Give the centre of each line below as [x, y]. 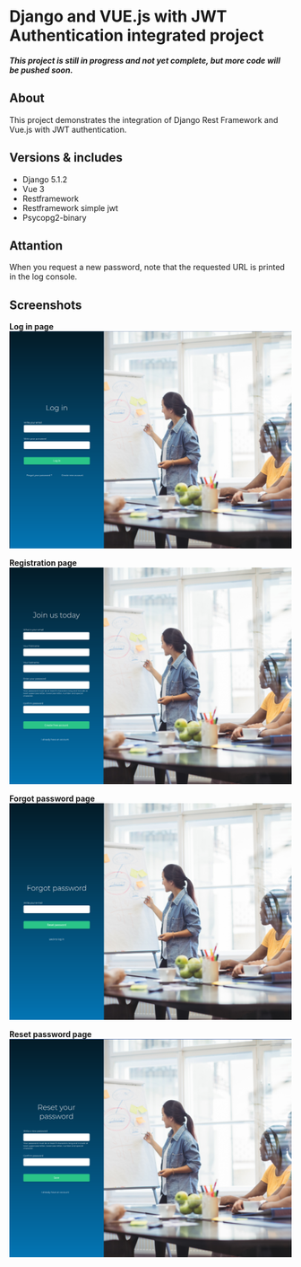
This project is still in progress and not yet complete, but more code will [145, 60]
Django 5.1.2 [45, 179]
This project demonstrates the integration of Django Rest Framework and [144, 119]
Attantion [36, 246]
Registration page [43, 562]
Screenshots [46, 305]
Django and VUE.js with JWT [118, 17]
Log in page [31, 327]
